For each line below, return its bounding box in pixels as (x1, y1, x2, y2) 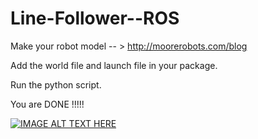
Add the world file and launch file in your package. (10, 59, 218, 71)
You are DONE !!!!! (10, 98, 85, 110)
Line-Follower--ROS (10, 7, 180, 30)
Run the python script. (10, 78, 102, 91)
